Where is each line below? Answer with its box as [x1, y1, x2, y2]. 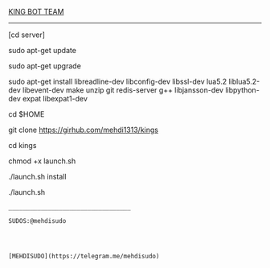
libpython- [224, 85, 260, 95]
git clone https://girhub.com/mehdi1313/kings [8, 125, 159, 134]
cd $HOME [8, 109, 45, 119]
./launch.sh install [8, 172, 67, 181]
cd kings [8, 141, 37, 150]
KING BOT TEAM [8, 7, 64, 16]
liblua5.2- [228, 76, 260, 86]
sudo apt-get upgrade [8, 61, 82, 71]
